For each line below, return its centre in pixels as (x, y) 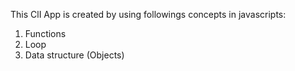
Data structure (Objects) (74, 55)
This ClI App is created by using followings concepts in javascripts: (148, 14)
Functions (45, 33)
